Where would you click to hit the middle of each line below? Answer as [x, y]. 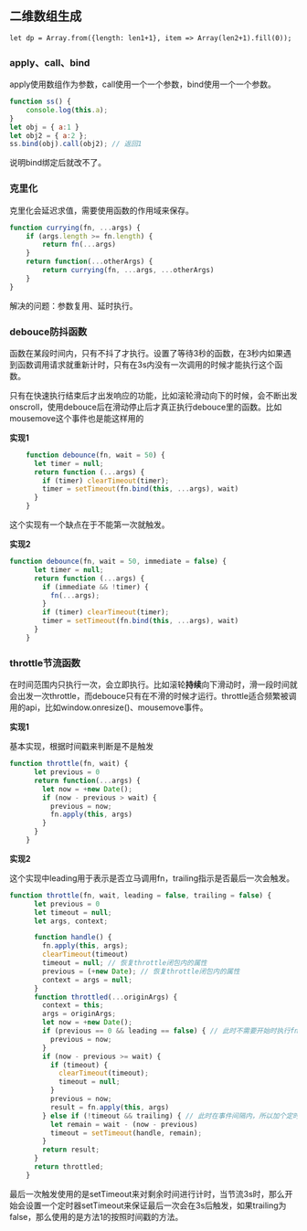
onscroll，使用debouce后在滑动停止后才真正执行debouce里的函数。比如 [146, 407]
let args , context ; [70, 921]
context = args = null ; [87, 980]
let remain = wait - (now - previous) [124, 1124]
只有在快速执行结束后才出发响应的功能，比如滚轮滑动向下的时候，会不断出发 [153, 395]
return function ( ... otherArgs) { [90, 262]
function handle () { [73, 938]
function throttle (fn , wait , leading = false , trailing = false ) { [141, 895]
